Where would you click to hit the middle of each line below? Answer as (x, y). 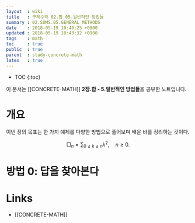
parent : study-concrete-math (44, 55)
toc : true (25, 44)
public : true (25, 50)
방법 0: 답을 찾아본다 (53, 171)
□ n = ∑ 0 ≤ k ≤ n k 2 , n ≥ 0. (98, 145)
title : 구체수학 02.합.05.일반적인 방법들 (55, 17)
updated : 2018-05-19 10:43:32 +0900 (52, 33)
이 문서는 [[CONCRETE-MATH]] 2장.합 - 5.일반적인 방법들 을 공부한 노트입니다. (96, 89)
